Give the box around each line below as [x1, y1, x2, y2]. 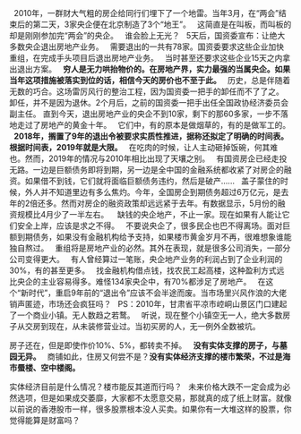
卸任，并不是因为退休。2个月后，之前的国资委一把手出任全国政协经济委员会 [9, 98, 289, 107]
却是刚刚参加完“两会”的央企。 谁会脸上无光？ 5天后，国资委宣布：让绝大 [9, 30, 286, 40]
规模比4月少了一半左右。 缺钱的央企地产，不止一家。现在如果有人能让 [16, 209, 282, 219]
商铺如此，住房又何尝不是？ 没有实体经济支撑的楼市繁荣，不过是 [47, 352, 283, 362]
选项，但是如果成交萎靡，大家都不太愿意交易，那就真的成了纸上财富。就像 [16, 393, 292, 403]
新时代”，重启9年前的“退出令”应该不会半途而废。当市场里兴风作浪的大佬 [21, 287, 288, 298]
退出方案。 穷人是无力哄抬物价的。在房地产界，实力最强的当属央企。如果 [16, 64, 291, 74]
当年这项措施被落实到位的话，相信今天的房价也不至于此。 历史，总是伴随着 [9, 75, 291, 85]
